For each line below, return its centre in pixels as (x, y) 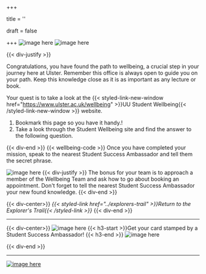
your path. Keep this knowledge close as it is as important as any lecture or (101, 79)
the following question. (44, 136)
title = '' (16, 19)
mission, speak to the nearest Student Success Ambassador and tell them (100, 154)
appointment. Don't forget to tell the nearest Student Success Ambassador (101, 185)
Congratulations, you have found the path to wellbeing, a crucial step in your (103, 66)
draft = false (22, 31)
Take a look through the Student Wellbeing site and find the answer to (103, 129)
